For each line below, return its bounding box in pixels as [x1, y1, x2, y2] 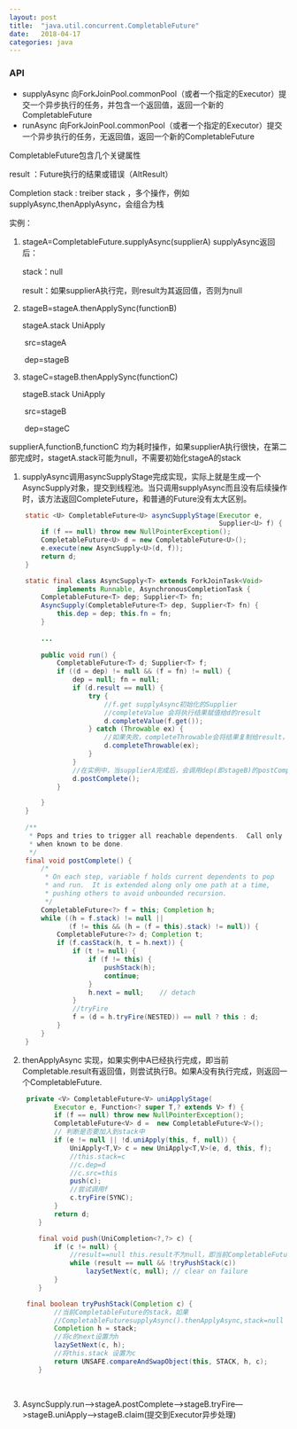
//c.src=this [69, 1168, 118, 1177]
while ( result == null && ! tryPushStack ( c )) [69, 1259, 237, 1268]
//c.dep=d [69, 1160, 106, 1169]
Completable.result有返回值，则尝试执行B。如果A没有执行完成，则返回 [21, 1066, 280, 1076]
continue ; [103, 972, 141, 980]
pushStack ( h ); [103, 963, 156, 972]
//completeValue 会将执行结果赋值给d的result [103, 708, 262, 717]
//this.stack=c [69, 1152, 126, 1161]
